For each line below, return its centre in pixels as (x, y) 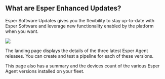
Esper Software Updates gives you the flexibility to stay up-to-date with (80, 20)
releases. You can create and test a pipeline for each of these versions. (79, 56)
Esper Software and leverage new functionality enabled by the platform (79, 26)
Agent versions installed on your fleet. (45, 71)
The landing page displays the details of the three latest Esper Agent (77, 51)
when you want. (22, 31)
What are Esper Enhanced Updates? (63, 8)
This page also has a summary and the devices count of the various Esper (82, 66)
